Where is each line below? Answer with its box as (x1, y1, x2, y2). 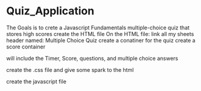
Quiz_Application (6, 4, 95, 18)
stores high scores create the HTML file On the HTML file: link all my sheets (6, 30, 194, 37)
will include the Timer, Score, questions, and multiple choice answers (6, 54, 179, 62)
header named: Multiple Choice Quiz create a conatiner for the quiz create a (6, 37, 196, 44)
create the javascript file (6, 78, 66, 85)
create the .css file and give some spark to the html (6, 66, 134, 73)
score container (6, 43, 46, 50)
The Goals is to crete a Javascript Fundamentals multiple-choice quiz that (6, 24, 190, 31)
